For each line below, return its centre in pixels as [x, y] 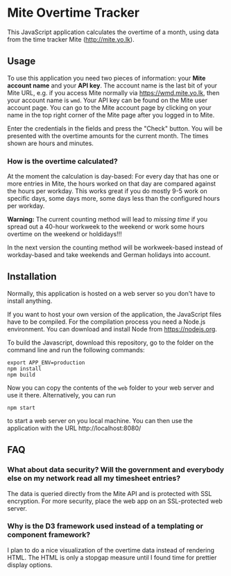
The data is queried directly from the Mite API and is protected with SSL [110, 493]
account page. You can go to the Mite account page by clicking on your [109, 107]
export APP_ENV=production [46, 363]
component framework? [49, 535]
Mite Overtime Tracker [74, 13]
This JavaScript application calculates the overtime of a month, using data [113, 32]
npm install [24, 369]
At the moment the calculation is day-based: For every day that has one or [113, 176]
